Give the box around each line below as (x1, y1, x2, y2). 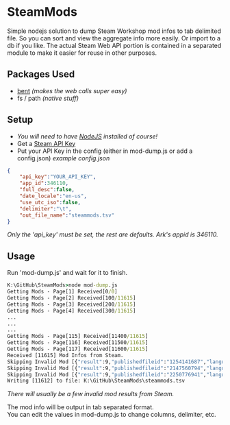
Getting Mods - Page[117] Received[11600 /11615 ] (7, 345, 149, 352)
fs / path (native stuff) (16, 94, 79, 102)
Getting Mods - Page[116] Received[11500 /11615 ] (7, 339, 149, 346)
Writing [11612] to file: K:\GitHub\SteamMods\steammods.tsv (7, 378, 186, 385)
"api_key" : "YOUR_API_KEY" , (19, 173, 97, 180)
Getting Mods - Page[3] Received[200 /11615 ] (7, 301, 136, 308)
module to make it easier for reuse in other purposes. (7, 49, 157, 57)
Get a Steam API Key (16, 139, 76, 147)
